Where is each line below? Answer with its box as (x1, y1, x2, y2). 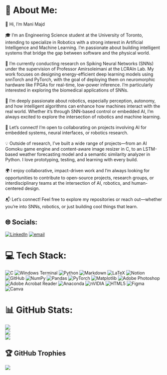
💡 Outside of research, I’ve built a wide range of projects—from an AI (5, 140, 147, 146)
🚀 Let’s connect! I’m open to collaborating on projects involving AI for (5, 124, 147, 130)
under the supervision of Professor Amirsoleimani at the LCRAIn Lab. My (5, 66, 154, 72)
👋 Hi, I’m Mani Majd (5, 21, 45, 27)
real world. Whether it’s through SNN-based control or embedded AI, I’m (5, 108, 154, 114)
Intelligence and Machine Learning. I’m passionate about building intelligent (5, 45, 161, 51)
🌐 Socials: (5, 218, 38, 227)
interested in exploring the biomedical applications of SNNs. (5, 87, 129, 93)
